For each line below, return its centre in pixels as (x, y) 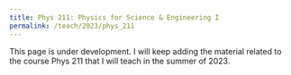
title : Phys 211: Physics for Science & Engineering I (114, 17)
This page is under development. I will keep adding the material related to (145, 51)
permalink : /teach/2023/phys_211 (72, 26)
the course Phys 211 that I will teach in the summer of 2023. (120, 61)
